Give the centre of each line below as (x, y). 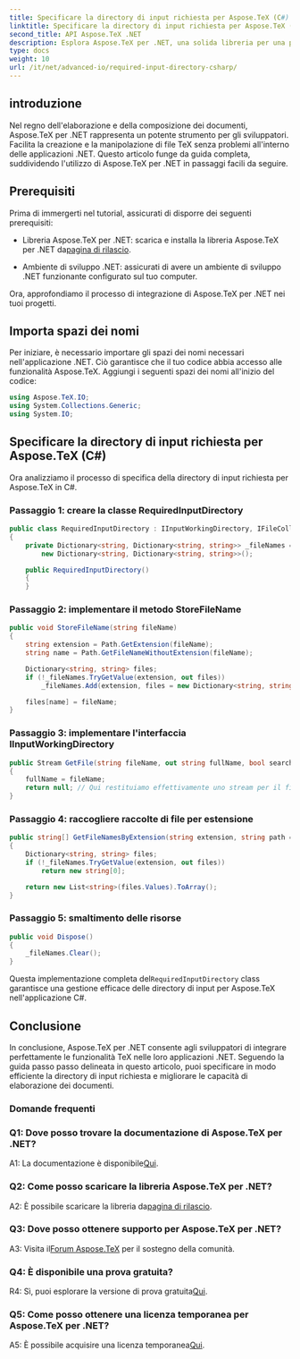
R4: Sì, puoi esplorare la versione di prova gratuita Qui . (108, 1291)
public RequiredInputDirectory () (87, 570)
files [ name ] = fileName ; (71, 702)
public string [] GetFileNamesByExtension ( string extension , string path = (151, 837)
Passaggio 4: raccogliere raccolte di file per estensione (132, 819)
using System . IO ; (42, 414)
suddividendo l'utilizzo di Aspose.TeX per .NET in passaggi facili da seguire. (149, 163)
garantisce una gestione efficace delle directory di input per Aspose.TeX (142, 989)
